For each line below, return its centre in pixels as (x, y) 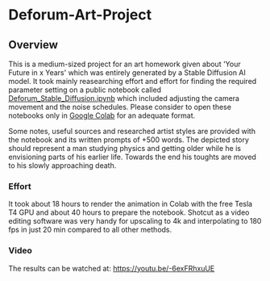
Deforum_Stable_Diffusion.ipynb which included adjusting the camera (124, 98)
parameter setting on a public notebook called (85, 90)
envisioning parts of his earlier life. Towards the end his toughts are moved (132, 157)
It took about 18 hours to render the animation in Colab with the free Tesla (130, 204)
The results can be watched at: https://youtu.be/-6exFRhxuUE (112, 268)
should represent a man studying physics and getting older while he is (125, 148)
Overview (33, 45)
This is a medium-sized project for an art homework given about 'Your (125, 64)
